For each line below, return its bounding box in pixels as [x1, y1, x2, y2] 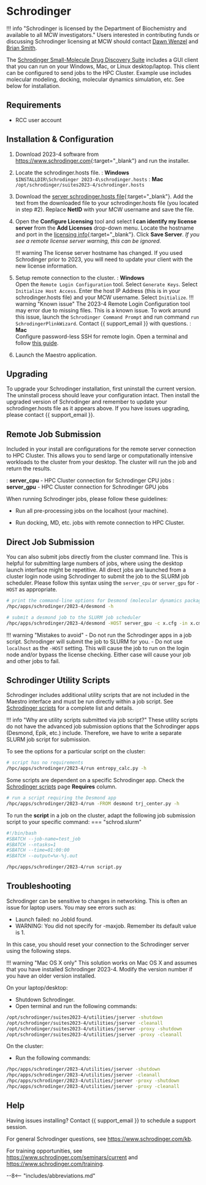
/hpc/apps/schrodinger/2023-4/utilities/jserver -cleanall [6, 1072, 161, 1078]
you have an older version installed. [6, 972, 96, 979]
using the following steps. [6, 947, 72, 954]
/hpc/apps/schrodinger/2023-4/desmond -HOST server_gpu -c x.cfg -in [6, 620, 188, 626]
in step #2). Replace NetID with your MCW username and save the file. [15, 206, 194, 213]
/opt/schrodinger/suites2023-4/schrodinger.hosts [15, 182, 145, 188]
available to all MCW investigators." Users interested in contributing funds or [6, 31, 199, 38]
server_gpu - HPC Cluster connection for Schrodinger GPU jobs [6, 483, 169, 491]
